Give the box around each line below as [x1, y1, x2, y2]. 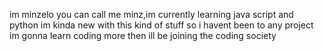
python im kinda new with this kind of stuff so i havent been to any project [9, 19, 314, 31]
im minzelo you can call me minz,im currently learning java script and [9, 9, 294, 20]
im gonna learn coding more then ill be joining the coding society [9, 30, 277, 41]
